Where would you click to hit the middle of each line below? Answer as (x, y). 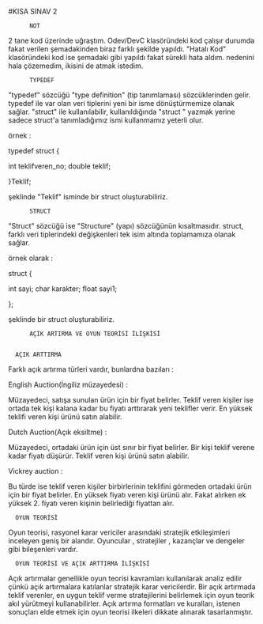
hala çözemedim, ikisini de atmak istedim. (76, 66)
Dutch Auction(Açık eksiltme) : (58, 432)
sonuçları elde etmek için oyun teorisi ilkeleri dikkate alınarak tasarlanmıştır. (131, 612)
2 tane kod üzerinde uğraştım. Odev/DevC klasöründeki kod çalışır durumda (131, 40)
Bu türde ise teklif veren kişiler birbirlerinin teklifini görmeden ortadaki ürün (130, 486)
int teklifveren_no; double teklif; (60, 166)
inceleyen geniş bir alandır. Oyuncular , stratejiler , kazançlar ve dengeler (126, 541)
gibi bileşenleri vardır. (43, 549)
